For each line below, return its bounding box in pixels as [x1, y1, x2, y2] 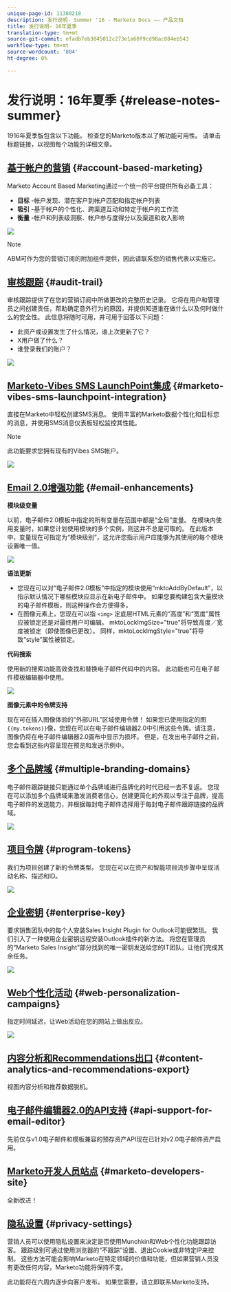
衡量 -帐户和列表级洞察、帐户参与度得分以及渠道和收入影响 [16, 213, 185, 222]
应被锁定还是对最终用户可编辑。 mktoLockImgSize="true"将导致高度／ [16, 618, 217, 626]
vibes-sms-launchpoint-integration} [7, 391, 167, 402]
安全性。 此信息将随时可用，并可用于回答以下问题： [19, 313, 166, 321]
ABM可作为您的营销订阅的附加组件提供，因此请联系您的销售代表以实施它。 [7, 254, 220, 262]
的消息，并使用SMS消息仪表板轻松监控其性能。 [7, 419, 141, 427]
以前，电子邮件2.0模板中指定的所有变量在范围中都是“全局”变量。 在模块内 [7, 515, 217, 524]
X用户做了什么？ [16, 336, 64, 345]
